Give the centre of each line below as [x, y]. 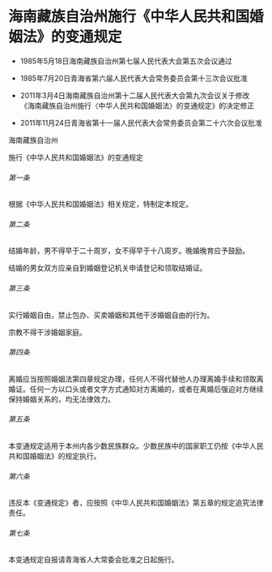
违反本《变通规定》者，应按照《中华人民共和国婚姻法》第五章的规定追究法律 [136, 503]
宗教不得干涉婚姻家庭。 [47, 332]
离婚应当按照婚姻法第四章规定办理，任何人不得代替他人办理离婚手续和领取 [132, 379]
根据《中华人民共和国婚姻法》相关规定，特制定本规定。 [100, 204]
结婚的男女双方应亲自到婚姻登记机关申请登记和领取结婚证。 [108, 268]
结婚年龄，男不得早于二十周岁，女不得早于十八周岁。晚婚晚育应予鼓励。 [129, 251]
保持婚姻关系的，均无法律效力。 [62, 399]
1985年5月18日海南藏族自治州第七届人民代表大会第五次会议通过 [126, 61]
